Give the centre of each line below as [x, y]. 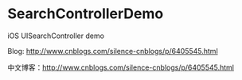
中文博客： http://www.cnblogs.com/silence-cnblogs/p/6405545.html [121, 67]
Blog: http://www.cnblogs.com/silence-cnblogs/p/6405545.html [113, 51]
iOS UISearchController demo [56, 36]
